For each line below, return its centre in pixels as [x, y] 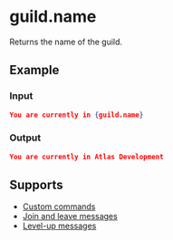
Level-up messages [59, 226]
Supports [36, 185]
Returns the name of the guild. [66, 42]
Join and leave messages [70, 216]
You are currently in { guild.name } [77, 115]
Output [25, 138]
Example [34, 70]
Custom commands [59, 206]
